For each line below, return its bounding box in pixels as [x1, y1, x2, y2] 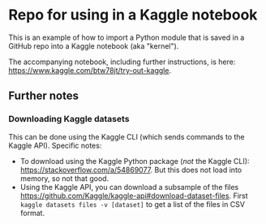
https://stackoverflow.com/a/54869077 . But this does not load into [19, 165, 242, 174]
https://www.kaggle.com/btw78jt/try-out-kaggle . [8, 65, 172, 75]
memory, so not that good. [19, 173, 109, 183]
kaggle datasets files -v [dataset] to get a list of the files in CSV [19, 199, 246, 209]
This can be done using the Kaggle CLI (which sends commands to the [8, 131, 245, 141]
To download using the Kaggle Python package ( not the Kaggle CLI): [19, 156, 250, 166]
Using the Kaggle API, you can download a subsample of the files [19, 182, 239, 192]
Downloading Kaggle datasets [8, 114, 130, 125]
